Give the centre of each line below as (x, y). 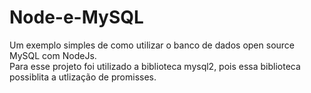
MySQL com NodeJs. (53, 55)
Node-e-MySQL (76, 17)
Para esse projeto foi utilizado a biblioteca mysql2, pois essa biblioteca (155, 66)
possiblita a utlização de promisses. (83, 77)
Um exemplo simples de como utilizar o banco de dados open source (152, 45)
